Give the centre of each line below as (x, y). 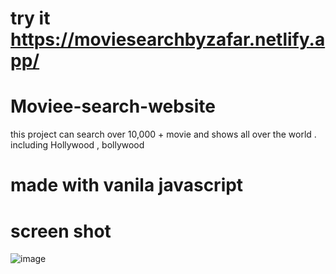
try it (30, 18)
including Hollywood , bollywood (77, 145)
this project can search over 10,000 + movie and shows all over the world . (163, 134)
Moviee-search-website (113, 106)
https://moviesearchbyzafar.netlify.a (168, 39)
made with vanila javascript (127, 185)
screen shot (61, 231)
